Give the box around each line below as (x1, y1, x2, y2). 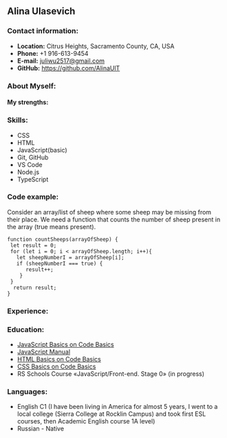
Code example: (7, 192, 59, 202)
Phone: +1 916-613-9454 (17, 49, 89, 57)
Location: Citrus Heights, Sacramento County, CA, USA (17, 41, 175, 50)
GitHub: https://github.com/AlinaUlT (17, 63, 120, 72)
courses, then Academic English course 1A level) (17, 417, 155, 426)
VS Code (17, 160, 43, 168)
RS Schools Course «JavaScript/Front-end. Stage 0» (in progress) (17, 370, 205, 378)
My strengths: (7, 98, 49, 106)
